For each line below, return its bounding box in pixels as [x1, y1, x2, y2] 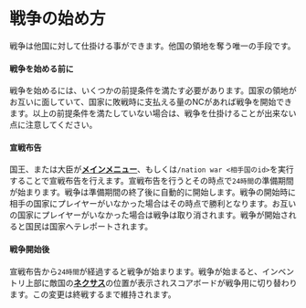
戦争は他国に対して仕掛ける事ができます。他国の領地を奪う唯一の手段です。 [9, 40, 296, 51]
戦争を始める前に [9, 63, 74, 74]
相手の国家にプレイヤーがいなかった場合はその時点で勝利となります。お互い [9, 198, 297, 209]
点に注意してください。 [9, 120, 98, 131]
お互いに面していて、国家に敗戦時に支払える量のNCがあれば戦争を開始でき [9, 97, 292, 108]
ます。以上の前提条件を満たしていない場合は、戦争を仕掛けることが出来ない [9, 108, 297, 119]
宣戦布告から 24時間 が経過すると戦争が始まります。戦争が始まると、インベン [9, 266, 295, 277]
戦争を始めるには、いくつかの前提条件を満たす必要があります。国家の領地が [9, 85, 297, 96]
